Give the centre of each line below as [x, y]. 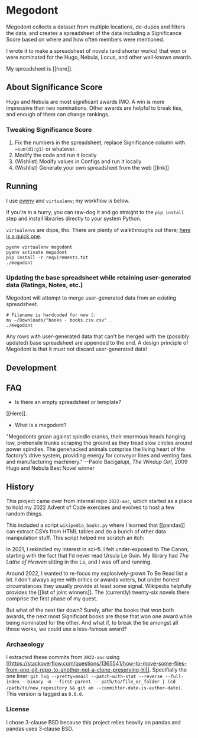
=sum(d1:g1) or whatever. [45, 149]
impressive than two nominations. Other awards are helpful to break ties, [95, 108]
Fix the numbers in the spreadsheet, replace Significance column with [100, 142]
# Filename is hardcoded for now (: [51, 315]
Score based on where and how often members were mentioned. [85, 39]
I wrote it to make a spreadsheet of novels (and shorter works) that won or [97, 50]
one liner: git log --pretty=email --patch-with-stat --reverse [85, 676]
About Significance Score [54, 88]
